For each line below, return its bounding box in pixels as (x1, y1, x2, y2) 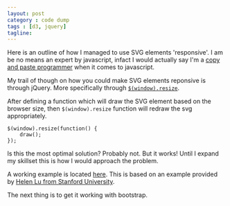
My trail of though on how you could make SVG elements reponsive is (7, 77, 206, 85)
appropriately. (7, 112, 47, 120)
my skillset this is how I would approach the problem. (7, 157, 159, 165)
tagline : (7, 29, 33, 37)
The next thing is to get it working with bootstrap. (7, 191, 148, 199)
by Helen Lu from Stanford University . (7, 178, 115, 186)
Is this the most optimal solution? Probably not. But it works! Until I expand (7, 149, 220, 158)
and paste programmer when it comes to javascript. (7, 63, 154, 71)
